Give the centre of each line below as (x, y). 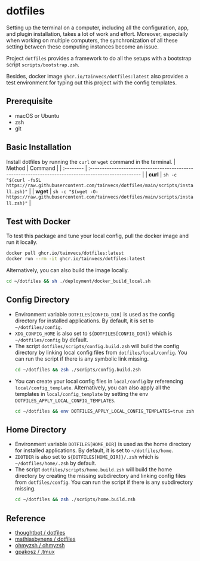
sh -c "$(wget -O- (76, 192)
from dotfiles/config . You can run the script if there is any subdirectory (104, 482)
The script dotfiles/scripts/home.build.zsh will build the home (93, 469)
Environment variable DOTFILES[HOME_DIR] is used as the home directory (103, 444)
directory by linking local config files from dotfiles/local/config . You (101, 352)
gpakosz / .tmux (35, 552)
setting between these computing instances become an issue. (83, 47)
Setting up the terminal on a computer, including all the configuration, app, (98, 28)
